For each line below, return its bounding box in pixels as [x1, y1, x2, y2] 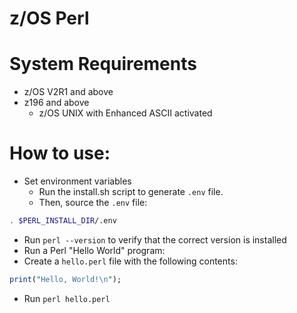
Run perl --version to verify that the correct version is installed [23, 233, 287, 246]
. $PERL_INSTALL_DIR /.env [9, 216, 117, 226]
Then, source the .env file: [38, 197, 148, 209]
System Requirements [9, 53, 197, 76]
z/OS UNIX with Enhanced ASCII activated [38, 107, 213, 119]
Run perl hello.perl [23, 292, 111, 304]
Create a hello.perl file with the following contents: [23, 255, 238, 267]
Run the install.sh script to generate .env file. [38, 186, 224, 198]
